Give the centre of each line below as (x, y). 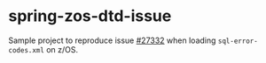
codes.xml (27, 50)
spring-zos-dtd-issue (90, 16)
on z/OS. (63, 49)
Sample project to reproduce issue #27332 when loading (112, 40)
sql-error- (238, 41)
